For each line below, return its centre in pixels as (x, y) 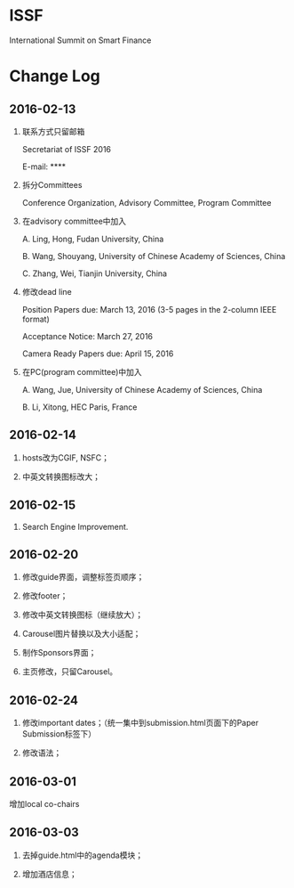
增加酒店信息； (49, 874)
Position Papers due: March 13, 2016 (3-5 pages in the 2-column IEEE (149, 309)
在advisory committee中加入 (74, 221)
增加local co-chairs (44, 804)
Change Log (55, 76)
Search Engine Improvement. (75, 526)
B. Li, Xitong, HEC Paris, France (79, 407)
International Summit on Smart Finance (80, 40)
